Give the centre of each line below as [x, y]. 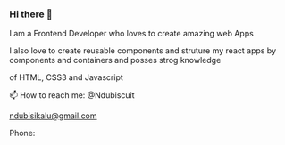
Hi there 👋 [31, 14]
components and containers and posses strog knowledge [115, 60]
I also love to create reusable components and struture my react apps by [143, 51]
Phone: [22, 133]
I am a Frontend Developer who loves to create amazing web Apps [132, 34]
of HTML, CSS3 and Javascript [66, 77]
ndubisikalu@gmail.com [53, 116]
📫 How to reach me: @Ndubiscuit [72, 95]
